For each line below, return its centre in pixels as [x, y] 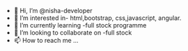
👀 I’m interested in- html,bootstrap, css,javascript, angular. [97, 18]
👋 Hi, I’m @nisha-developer [53, 11]
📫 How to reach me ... [46, 40]
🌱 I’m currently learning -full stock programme [80, 25]
